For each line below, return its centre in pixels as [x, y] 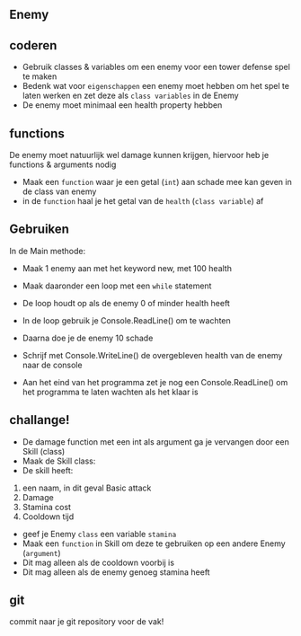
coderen [33, 45]
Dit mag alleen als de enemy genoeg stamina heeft [116, 572]
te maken [40, 76]
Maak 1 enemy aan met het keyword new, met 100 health [127, 268]
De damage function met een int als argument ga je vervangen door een [155, 442]
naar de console [52, 365]
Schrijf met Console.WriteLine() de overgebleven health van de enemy [152, 355]
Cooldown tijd [48, 517]
